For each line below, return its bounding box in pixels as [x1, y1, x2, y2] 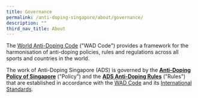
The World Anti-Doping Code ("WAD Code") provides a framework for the [6, 42, 189, 49]
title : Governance [6, 8, 52, 15]
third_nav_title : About [6, 25, 66, 32]
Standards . [6, 85, 34, 93]
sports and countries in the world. [6, 55, 90, 62]
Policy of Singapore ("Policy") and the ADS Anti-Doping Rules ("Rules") [6, 73, 186, 80]
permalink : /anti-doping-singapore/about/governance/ [6, 14, 144, 20]
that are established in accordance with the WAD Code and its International [6, 79, 192, 87]
